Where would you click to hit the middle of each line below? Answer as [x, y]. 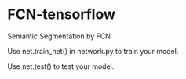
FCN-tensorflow [61, 14]
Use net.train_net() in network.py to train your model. [93, 51]
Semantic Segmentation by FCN [59, 36]
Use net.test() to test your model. [61, 66]
